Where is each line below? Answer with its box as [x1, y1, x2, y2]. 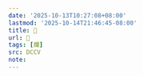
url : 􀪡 [8, 33, 30, 42]
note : [8, 56, 26, 64]
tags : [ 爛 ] [8, 41, 44, 49]
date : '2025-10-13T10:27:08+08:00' [8, 11, 127, 20]
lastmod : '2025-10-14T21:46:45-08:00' [8, 19, 137, 27]
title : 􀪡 [8, 26, 38, 34]
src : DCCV [8, 48, 42, 56]
